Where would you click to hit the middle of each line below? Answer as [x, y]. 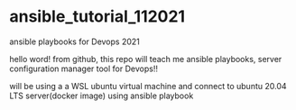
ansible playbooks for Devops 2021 [74, 41]
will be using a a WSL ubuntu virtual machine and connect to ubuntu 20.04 [148, 86]
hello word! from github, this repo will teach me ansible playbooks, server [146, 59]
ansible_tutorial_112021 [97, 17]
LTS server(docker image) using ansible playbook [102, 96]
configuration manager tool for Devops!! [83, 69]
